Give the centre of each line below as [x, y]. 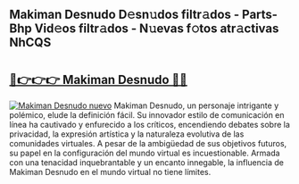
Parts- [260, 15]
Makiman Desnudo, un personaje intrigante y [196, 105]
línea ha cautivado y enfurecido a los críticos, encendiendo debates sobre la [149, 125]
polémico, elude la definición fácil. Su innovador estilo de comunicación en [147, 115]
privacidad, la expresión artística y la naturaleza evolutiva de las [127, 134]
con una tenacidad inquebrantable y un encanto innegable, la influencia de [146, 163]
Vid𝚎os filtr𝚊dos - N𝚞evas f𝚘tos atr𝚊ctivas [157, 29]
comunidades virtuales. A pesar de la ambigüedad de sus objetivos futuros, [148, 143]
